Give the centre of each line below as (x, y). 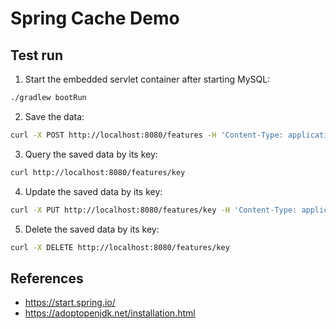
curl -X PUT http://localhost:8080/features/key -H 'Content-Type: (154, 210)
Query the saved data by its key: (91, 154)
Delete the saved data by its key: (92, 229)
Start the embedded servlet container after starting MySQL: (147, 79)
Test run (37, 55)
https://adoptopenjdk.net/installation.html (110, 313)
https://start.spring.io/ (70, 303)
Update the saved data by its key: (93, 191)
